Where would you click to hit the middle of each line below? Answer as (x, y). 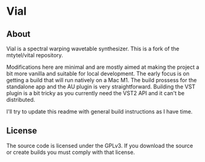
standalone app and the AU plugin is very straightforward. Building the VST (101, 87)
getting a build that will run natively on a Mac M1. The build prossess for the (102, 80)
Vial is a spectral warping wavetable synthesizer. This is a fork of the (93, 48)
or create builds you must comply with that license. (71, 152)
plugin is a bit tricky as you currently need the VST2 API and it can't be (95, 93)
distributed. (21, 100)
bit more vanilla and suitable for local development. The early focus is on (98, 74)
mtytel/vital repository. (35, 55)
